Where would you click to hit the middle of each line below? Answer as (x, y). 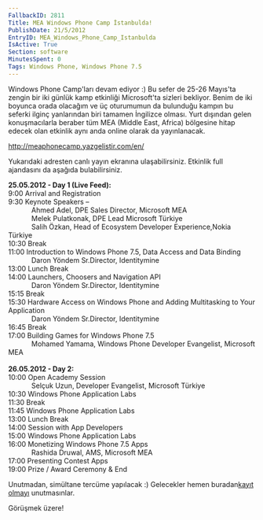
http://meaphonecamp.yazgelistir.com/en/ (76, 146)
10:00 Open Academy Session (57, 377)
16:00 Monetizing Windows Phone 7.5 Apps (78, 444)
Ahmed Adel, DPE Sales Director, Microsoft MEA (109, 210)
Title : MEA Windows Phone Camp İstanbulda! (80, 23)
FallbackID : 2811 (37, 15)
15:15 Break (27, 293)
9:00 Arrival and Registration (55, 193)
